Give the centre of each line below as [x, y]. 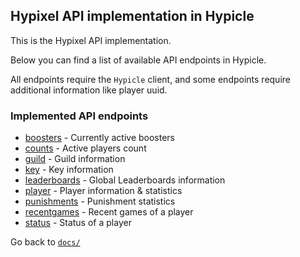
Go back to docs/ [45, 242]
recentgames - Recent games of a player [109, 212]
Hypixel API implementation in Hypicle [132, 16]
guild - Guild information [75, 159]
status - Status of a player [78, 223]
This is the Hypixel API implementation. [91, 40]
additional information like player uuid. [89, 90]
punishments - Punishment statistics [100, 201]
